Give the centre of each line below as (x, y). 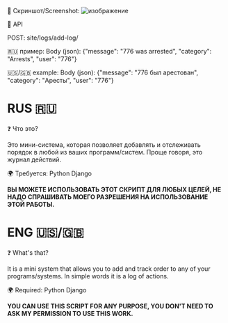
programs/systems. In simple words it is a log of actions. (88, 276)
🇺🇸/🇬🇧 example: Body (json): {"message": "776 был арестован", (103, 72)
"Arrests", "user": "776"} (42, 59)
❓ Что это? (23, 128)
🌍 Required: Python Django (47, 290)
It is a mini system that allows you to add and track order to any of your (109, 269)
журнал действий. (34, 159)
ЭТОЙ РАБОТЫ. (31, 204)
